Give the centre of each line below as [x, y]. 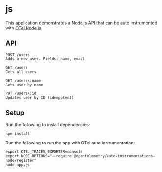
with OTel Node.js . [24, 28]
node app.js [18, 165]
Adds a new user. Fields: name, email [45, 59]
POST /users [18, 55]
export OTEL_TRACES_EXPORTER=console [44, 152]
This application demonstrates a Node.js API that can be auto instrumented [81, 23]
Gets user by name [24, 85]
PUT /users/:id [21, 93]
